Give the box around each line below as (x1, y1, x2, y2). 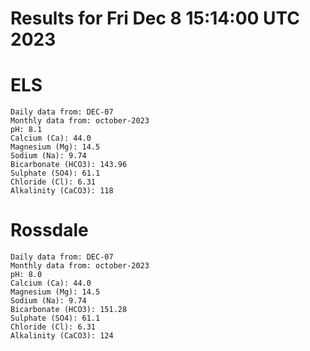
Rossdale (10, 219, 89, 242)
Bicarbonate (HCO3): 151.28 (10, 305, 128, 315)
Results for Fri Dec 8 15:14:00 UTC (10, 7, 301, 30)
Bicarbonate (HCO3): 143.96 (10, 160, 128, 170)
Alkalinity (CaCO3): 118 (10, 186, 114, 196)
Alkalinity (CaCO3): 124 (10, 331, 114, 341)
